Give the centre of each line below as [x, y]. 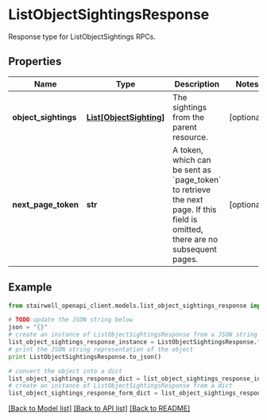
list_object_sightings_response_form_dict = [83, 393]
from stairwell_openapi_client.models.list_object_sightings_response [128, 306]
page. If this [194, 210]
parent [184, 127]
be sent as [192, 170]
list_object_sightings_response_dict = [74, 379]
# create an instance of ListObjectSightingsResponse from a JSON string [133, 335]
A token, [188, 150]
